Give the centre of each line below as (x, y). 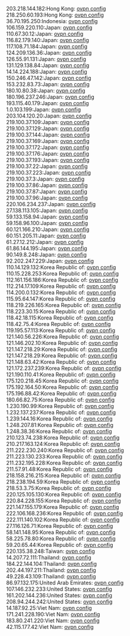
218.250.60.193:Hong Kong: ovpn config (55, 15)
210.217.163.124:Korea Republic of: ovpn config (63, 444)
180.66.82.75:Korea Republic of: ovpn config (60, 400)
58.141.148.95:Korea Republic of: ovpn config (61, 532)
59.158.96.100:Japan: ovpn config (47, 223)
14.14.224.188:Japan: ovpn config (47, 72)
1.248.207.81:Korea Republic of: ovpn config (60, 425)
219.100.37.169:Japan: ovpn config (48, 141)
